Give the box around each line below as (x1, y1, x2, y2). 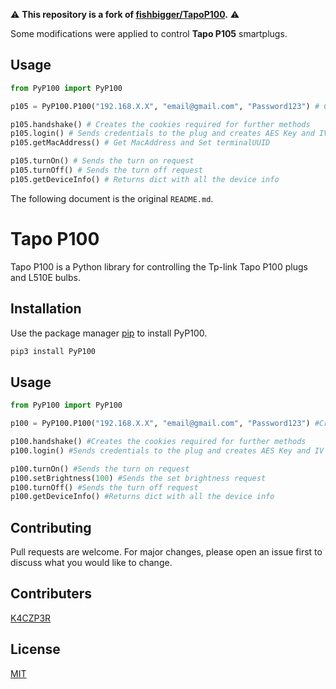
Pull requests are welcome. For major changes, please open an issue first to (10, 546, 323, 558)
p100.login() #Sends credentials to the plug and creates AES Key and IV (10, 445, 325, 456)
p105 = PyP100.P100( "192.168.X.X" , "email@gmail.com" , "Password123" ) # (10, 101, 320, 111)
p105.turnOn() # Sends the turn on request (10, 156, 195, 166)
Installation (10, 300, 82, 318)
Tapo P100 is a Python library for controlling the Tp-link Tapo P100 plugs (10, 260, 308, 273)
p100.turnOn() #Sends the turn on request (10, 464, 190, 474)
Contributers (10, 585, 93, 603)
